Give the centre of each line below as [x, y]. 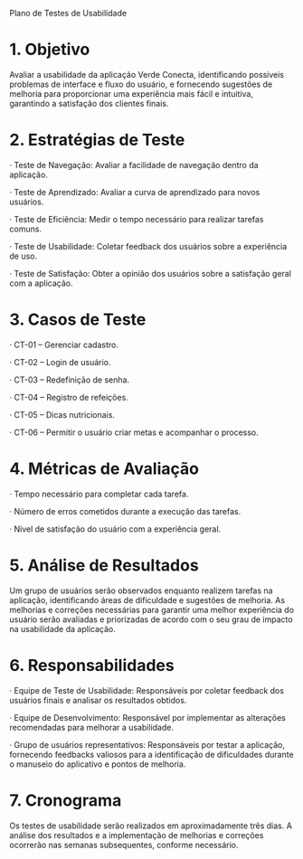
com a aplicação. [42, 283]
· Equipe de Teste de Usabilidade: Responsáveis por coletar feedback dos [147, 690]
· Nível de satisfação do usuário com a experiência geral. [115, 529]
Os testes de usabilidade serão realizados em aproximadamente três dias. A [151, 826]
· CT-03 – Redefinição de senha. [69, 380]
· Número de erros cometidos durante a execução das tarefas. [125, 511]
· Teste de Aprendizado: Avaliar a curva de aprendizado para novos [135, 192]
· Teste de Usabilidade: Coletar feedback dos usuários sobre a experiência [148, 246]
